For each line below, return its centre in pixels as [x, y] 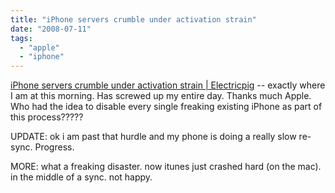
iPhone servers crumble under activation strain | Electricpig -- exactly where [168, 85]
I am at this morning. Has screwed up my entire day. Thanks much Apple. [161, 96]
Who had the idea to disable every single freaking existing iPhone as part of [166, 107]
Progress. [54, 147]
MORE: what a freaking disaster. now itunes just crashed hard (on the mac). [166, 167]
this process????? [47, 117]
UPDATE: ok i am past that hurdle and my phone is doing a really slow [153, 137]
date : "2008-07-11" [51, 29]
